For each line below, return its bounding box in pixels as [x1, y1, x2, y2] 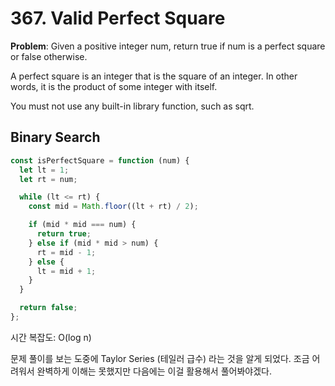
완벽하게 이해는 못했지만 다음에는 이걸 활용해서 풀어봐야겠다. [36, 365, 272, 377]
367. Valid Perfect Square [10, 7, 226, 30]
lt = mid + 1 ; [36, 266, 97, 276]
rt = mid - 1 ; [36, 247, 97, 257]
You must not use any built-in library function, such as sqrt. [10, 100, 255, 112]
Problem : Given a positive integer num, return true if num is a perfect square [10, 40, 326, 52]
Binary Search [10, 129, 101, 146]
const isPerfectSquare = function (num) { [10, 155, 190, 166]
